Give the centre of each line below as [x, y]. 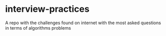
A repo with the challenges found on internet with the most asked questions [83, 23]
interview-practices [47, 9]
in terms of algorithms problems [38, 28]
